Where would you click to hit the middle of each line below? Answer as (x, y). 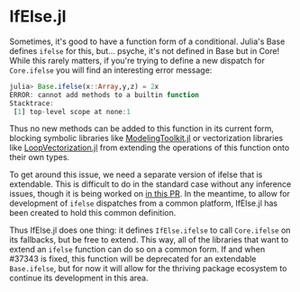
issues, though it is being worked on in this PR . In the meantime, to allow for (150, 194)
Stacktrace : (32, 103)
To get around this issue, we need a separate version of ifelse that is (136, 175)
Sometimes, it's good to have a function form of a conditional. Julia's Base (147, 41)
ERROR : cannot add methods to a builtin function (105, 95)
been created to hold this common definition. (93, 213)
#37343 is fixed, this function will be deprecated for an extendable (133, 259)
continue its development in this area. (79, 278)
